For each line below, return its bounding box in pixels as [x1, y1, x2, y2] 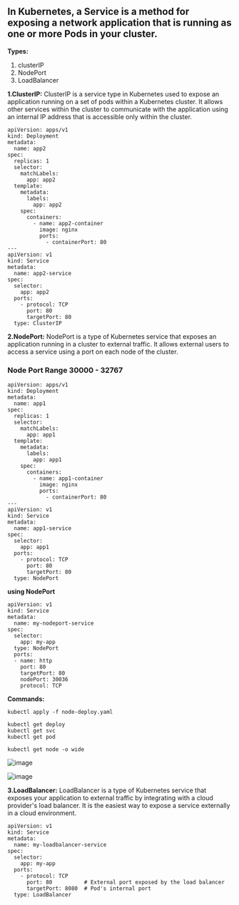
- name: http [14, 658, 53, 665]
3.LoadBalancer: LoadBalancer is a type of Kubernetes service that [7, 786, 207, 794]
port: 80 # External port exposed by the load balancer [26, 879, 225, 886]
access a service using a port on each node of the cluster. [7, 347, 178, 356]
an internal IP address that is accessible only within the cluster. [7, 112, 193, 121]
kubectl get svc [7, 727, 56, 735]
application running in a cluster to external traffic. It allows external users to [7, 339, 230, 348]
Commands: [7, 695, 45, 703]
